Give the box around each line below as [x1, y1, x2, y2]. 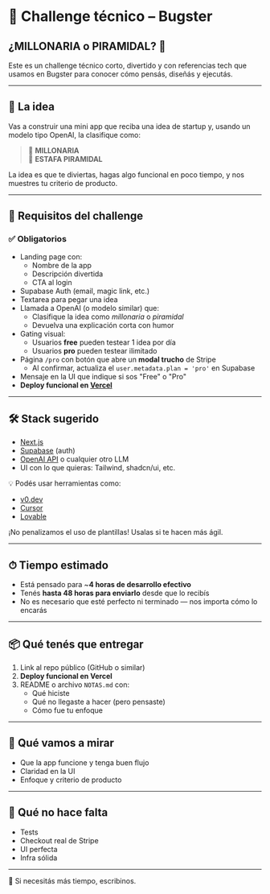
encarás [19, 606, 47, 615]
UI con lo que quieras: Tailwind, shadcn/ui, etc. [19, 463, 176, 473]
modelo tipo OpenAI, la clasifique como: [8, 130, 141, 139]
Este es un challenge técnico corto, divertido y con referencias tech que [8, 60, 247, 70]
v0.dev [19, 495, 43, 504]
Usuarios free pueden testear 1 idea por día [31, 337, 177, 347]
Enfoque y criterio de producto [19, 775, 122, 784]
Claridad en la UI [19, 766, 76, 776]
